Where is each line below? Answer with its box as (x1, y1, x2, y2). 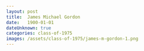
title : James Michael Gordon (6, 14, 81, 20)
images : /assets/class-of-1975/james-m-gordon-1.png (6, 36, 139, 42)
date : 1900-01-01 (6, 19, 54, 25)
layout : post (6, 8, 38, 15)
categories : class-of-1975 (6, 30, 73, 36)
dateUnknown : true (6, 25, 51, 31)
